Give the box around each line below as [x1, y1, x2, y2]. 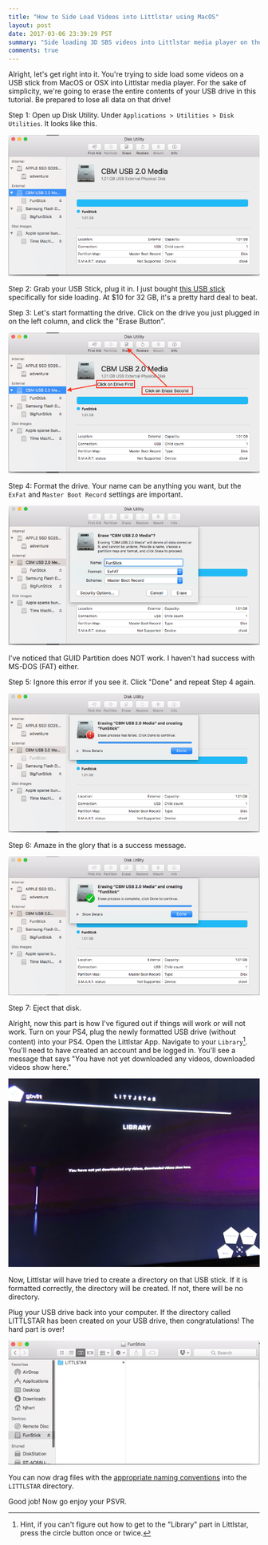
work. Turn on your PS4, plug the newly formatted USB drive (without [8, 1027, 236, 1037]
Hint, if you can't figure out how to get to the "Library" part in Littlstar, [19, 1519, 249, 1529]
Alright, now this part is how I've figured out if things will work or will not [8, 1019, 246, 1028]
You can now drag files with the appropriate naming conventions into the [8, 1472, 247, 1482]
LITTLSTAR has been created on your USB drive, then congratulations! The [8, 1316, 254, 1325]
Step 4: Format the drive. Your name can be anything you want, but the [8, 481, 242, 491]
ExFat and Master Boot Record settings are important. [8, 489, 183, 499]
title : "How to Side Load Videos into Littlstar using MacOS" [8, 13, 219, 21]
